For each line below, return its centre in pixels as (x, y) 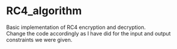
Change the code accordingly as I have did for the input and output (88, 33)
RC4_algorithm (44, 11)
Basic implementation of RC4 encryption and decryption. (76, 27)
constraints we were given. (39, 40)
